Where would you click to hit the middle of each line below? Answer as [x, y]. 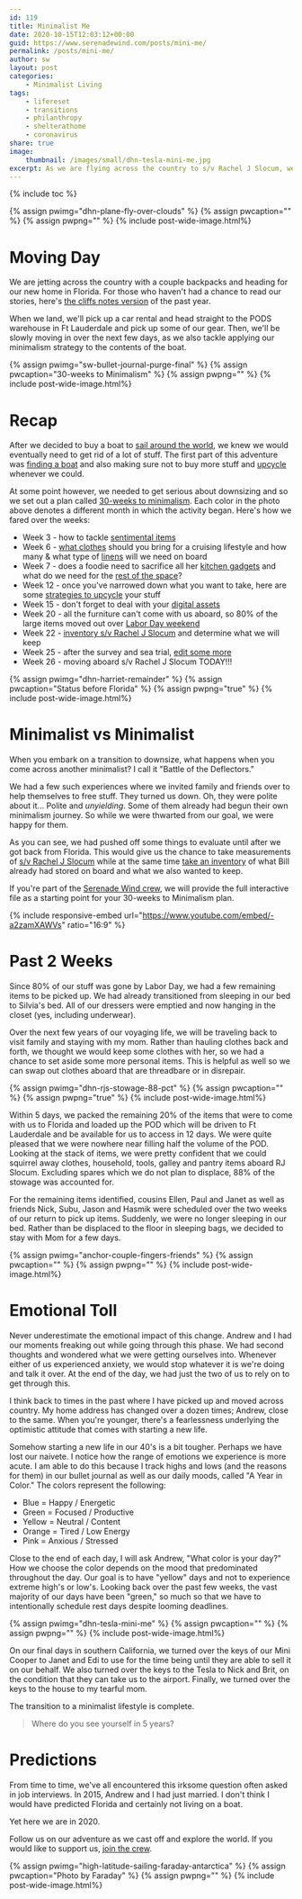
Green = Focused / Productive [78, 1512]
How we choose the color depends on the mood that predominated [133, 1568]
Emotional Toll [63, 1311]
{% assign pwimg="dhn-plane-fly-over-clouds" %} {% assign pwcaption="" [151, 211]
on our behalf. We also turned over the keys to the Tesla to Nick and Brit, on [149, 1669]
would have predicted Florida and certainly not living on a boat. [126, 1804]
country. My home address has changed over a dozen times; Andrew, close [149, 1410]
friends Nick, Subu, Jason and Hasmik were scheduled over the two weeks [148, 1209]
